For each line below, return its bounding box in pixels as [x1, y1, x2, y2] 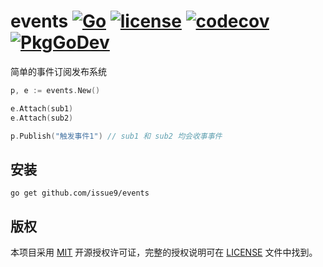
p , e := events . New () [10, 85, 101, 95]
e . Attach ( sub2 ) [10, 113, 74, 123]
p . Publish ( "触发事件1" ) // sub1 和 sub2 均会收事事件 [10, 131, 223, 141]
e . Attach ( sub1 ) [10, 103, 74, 114]
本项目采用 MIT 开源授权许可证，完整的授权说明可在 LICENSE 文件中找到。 [10, 246, 318, 259]
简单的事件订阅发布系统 [10, 65, 107, 77]
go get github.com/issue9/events [10, 188, 150, 199]
